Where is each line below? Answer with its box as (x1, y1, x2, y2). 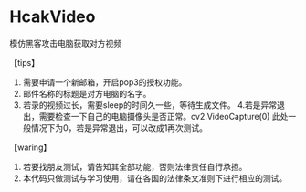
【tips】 (9, 57, 39, 68)
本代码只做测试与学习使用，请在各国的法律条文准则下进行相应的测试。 (22, 172, 288, 184)
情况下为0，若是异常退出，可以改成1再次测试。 (30, 122, 208, 133)
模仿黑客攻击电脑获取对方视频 (9, 37, 121, 48)
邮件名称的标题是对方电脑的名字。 (22, 88, 152, 99)
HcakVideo (9, 6, 96, 27)
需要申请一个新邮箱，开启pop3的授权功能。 (22, 76, 187, 88)
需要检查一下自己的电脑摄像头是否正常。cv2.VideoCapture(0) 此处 (38, 111, 289, 122)
